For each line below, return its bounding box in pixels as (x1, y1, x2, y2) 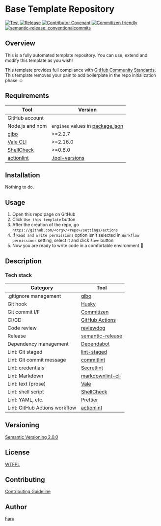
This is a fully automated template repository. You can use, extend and (5, 52, 148, 58)
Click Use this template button (12, 217, 76, 222)
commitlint (80, 356, 106, 363)
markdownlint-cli (80, 372, 121, 379)
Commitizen (80, 308, 109, 315)
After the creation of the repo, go (12, 222, 80, 228)
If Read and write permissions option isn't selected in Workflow (12, 232, 140, 238)
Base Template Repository (5, 3, 114, 15)
